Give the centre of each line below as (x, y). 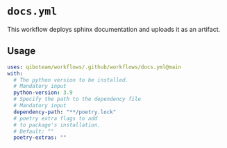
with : (15, 73)
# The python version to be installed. (71, 80)
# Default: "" (34, 131)
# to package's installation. (57, 125)
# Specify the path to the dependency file (77, 99)
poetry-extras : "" (40, 138)
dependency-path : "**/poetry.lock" (65, 112)
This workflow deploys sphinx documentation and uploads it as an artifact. (114, 29)
